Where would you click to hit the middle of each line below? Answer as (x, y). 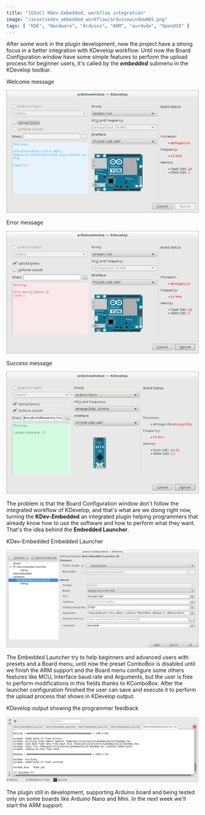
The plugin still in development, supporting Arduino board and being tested (101, 792)
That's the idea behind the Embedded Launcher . (68, 530)
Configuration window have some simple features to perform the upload (97, 57)
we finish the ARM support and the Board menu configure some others (95, 670)
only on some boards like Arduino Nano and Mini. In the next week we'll (96, 799)
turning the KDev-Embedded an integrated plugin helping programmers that (102, 516)
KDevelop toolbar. (29, 70)
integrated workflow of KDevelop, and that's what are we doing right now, (99, 510)
